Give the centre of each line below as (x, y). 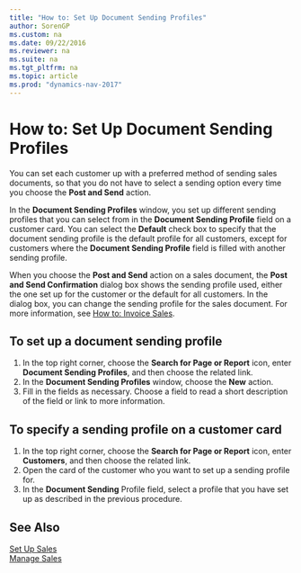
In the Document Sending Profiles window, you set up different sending (143, 210)
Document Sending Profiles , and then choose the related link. (137, 372)
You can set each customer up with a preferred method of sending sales (143, 173)
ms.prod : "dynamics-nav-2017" (66, 85)
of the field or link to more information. (93, 401)
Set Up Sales (33, 549)
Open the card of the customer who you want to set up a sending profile (156, 470)
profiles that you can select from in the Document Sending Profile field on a (150, 219)
